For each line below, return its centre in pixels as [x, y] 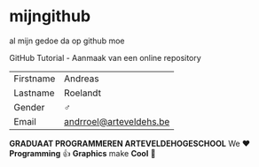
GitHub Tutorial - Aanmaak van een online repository [105, 57]
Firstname [35, 79]
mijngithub [50, 16]
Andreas [81, 79]
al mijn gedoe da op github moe [67, 41]
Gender [29, 107]
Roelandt [82, 93]
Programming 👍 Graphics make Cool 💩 [82, 153]
